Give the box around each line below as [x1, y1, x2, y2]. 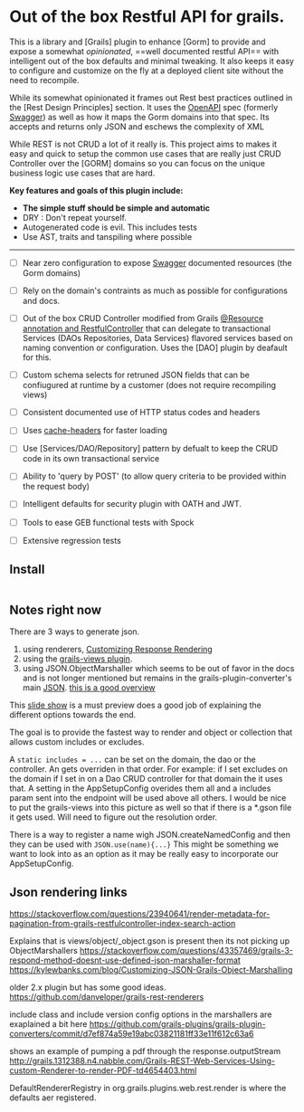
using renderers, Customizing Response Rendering [22, 644, 213, 655]
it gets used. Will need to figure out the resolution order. [9, 812, 218, 822]
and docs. [22, 296, 61, 307]
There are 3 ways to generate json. [9, 626, 140, 637]
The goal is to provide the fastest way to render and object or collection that [9, 727, 293, 738]
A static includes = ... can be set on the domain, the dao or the [9, 754, 256, 765]
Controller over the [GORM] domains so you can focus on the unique [9, 157, 265, 168]
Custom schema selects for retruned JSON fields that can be [22, 369, 251, 381]
